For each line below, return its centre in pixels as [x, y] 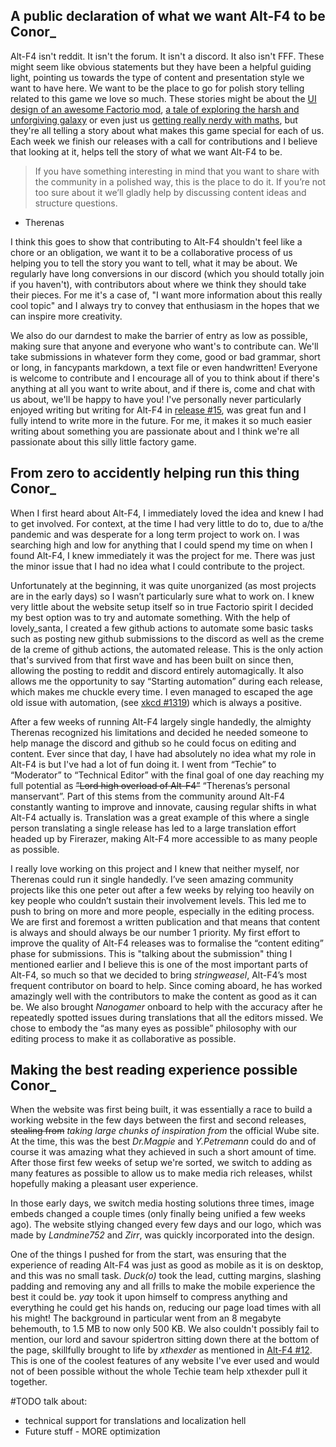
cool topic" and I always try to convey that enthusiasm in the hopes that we [165, 305]
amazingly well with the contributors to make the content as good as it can [164, 996]
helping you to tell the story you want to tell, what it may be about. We [154, 263]
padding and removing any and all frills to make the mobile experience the [163, 1286]
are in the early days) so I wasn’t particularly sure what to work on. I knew [162, 596]
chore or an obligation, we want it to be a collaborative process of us [151, 252]
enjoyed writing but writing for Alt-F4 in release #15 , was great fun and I [158, 410]
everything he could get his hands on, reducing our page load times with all [166, 1308]
